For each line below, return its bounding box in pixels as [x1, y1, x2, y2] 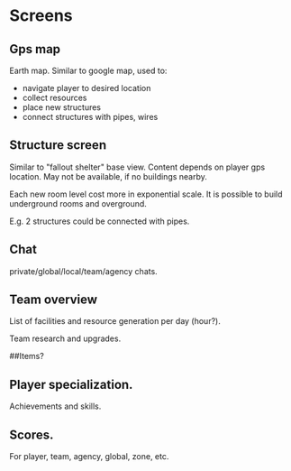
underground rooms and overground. [9, 198, 147, 208]
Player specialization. [9, 376, 133, 392]
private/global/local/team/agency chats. [9, 265, 158, 276]
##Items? [9, 351, 45, 362]
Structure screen [9, 137, 106, 153]
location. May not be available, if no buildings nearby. [9, 171, 207, 181]
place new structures [22, 102, 102, 113]
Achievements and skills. [9, 401, 102, 411]
